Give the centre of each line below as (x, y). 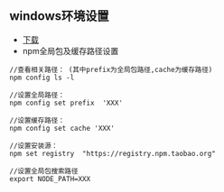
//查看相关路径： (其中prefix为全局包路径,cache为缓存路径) (111, 69)
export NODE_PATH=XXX (50, 178)
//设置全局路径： (37, 95)
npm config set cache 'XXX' (62, 128)
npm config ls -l (42, 78)
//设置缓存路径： (37, 120)
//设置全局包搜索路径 (44, 171)
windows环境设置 (60, 16)
